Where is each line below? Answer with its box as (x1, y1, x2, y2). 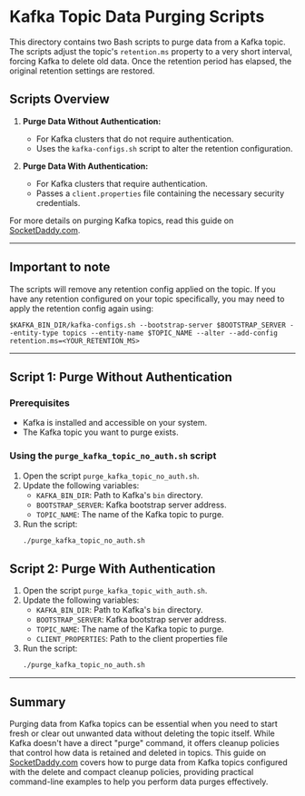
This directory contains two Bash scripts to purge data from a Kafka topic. (9, 36, 286, 47)
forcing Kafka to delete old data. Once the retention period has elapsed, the (9, 55, 292, 66)
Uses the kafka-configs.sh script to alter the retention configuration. (35, 142, 293, 153)
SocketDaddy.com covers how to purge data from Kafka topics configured (9, 756, 288, 768)
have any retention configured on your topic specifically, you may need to (9, 293, 285, 304)
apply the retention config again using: (9, 302, 154, 314)
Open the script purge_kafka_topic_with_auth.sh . (22, 585, 208, 596)
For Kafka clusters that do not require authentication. (35, 133, 234, 144)
